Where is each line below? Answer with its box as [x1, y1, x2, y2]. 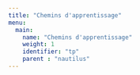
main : [15, 26, 34, 34]
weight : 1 [22, 41, 55, 48]
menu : [8, 19, 26, 27]
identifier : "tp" [22, 48, 80, 55]
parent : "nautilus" [22, 55, 90, 63]
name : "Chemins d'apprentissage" [22, 33, 133, 41]
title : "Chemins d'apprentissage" [8, 11, 123, 20]
